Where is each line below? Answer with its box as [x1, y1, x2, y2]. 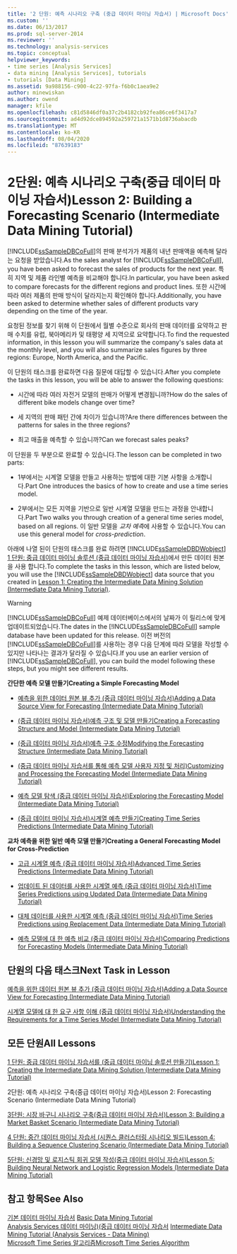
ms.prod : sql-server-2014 [7, 30, 83, 37]
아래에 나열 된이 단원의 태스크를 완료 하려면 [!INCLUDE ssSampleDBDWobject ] [7, 545, 226, 553]
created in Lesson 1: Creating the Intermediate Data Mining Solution [7, 578, 203, 586]
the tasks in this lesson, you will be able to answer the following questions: [7, 376, 224, 384]
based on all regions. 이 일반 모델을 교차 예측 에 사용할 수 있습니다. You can [17, 522, 226, 530]
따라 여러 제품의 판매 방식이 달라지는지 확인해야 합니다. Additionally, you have [7, 291, 222, 300]
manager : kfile [7, 103, 52, 110]
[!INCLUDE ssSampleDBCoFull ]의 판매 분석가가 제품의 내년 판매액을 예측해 [7, 247, 214, 255]
